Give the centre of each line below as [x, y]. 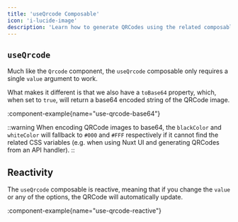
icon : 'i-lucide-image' [42, 21]
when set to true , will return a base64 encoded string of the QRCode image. [119, 100]
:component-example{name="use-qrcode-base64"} [84, 113]
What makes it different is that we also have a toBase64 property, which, [112, 92]
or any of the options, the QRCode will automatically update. [95, 197]
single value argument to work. [52, 79]
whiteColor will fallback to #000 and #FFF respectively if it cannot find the [113, 135]
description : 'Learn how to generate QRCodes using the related [104, 27]
